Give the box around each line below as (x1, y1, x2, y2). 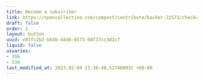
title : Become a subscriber (6, 8, 77, 15)
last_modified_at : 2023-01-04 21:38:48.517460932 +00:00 (6, 64, 153, 71)
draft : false (6, 20, 39, 26)
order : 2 (6, 25, 28, 32)
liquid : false (6, 43, 42, 49)
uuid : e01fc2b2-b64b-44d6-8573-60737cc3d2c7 (6, 37, 120, 43)
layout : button (6, 31, 45, 37)
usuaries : (6, 48, 31, 54)
